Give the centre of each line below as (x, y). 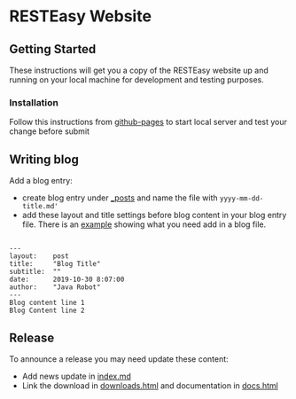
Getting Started (53, 49)
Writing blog (44, 159)
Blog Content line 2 (47, 311)
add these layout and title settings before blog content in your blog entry (154, 215)
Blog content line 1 (47, 303)
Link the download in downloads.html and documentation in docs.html (150, 385)
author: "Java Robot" (55, 287)
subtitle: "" (35, 272)
